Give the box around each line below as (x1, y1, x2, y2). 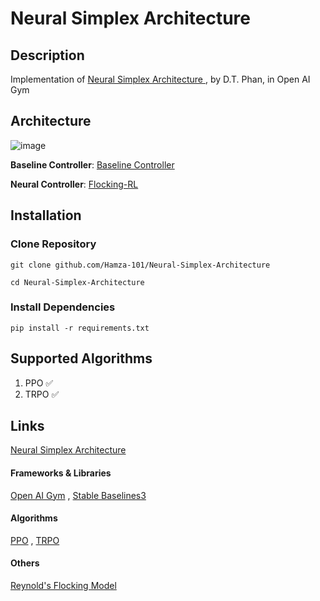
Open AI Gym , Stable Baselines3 (10, 489, 147, 501)
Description (10, 47, 85, 64)
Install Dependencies (10, 300, 116, 314)
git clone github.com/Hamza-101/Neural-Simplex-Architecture (10, 260, 271, 270)
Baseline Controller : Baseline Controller (10, 158, 175, 171)
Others (10, 557, 40, 569)
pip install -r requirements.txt (10, 323, 150, 333)
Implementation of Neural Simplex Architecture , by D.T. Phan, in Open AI (10, 73, 311, 85)
